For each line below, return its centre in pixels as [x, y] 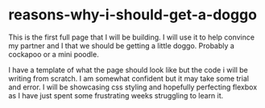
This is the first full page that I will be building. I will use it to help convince [132, 37]
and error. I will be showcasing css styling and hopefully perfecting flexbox [133, 87]
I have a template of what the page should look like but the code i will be [128, 69]
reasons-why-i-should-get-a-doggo [133, 15]
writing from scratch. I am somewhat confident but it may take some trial [129, 78]
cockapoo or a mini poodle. [54, 54]
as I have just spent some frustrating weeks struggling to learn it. [116, 95]
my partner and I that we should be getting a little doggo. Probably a [122, 45]
